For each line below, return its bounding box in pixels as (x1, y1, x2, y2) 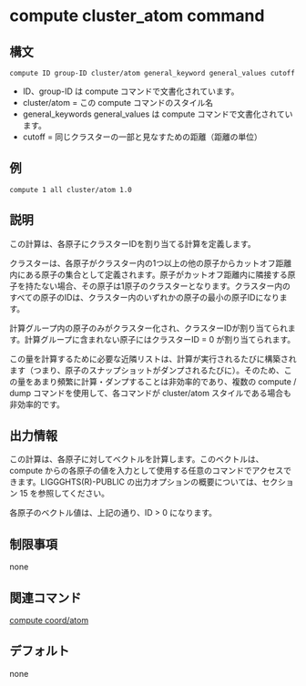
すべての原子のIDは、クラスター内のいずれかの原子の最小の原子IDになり (9, 292, 280, 302)
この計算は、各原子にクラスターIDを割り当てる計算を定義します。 (9, 238, 257, 249)
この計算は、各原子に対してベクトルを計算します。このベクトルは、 (9, 454, 264, 465)
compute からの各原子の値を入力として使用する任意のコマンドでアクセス (9, 466, 284, 476)
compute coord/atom (9, 615, 89, 626)
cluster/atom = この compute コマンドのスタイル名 (22, 97, 214, 108)
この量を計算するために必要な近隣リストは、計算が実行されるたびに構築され (9, 353, 297, 364)
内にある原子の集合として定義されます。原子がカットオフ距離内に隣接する (9, 269, 289, 280)
